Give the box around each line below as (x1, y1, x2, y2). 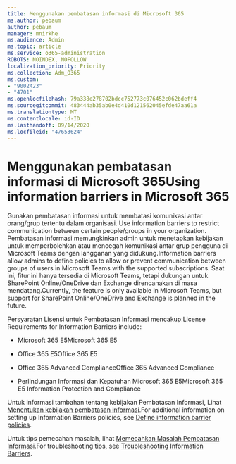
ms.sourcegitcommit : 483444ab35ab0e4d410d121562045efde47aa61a (7, 102, 197, 109)
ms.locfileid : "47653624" (7, 128, 83, 135)
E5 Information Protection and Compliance (17, 384, 141, 393)
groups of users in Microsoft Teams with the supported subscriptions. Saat (7, 264, 225, 272)
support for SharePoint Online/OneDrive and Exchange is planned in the (7, 294, 216, 303)
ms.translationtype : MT (7, 108, 77, 115)
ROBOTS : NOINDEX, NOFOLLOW (7, 56, 87, 63)
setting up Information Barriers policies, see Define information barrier (7, 413, 211, 422)
